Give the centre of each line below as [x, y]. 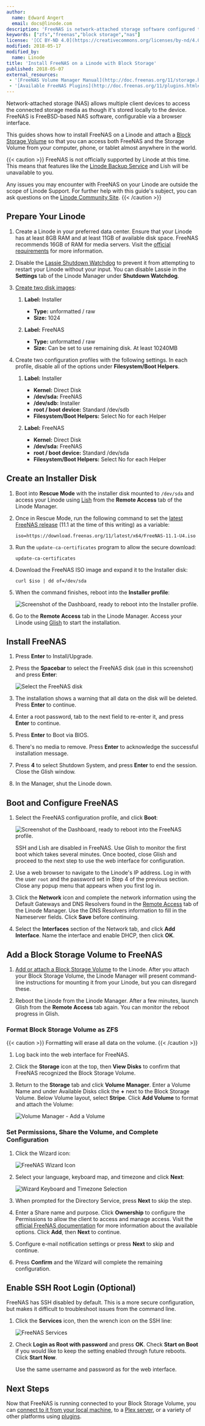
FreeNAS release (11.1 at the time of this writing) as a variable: [92, 524]
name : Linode [28, 58]
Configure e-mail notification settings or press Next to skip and [95, 1244]
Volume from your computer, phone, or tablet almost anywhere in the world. [102, 148]
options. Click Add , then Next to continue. [68, 1232]
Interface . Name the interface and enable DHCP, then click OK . [95, 935]
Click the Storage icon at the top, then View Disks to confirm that [98, 1067]
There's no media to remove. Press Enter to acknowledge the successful [107, 747]
